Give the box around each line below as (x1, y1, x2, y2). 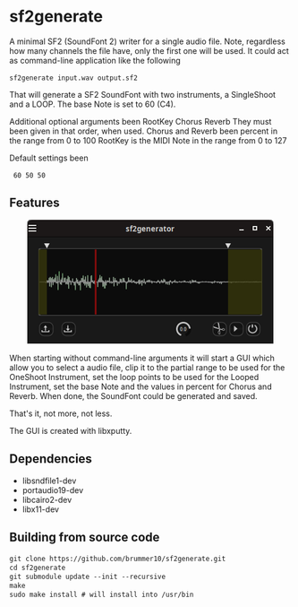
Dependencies (9, 451, 92, 467)
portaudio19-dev (21, 484, 84, 495)
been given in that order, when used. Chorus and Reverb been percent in (9, 126, 278, 136)
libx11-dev (21, 504, 60, 515)
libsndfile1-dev (21, 475, 77, 486)
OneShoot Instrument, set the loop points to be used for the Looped (9, 371, 260, 382)
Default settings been (9, 152, 89, 163)
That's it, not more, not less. (9, 408, 113, 419)
